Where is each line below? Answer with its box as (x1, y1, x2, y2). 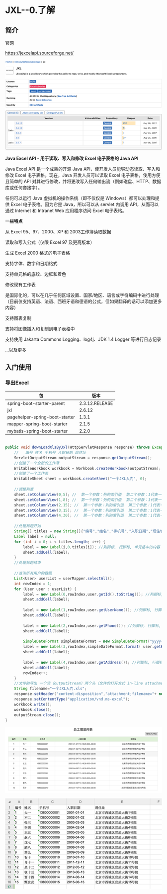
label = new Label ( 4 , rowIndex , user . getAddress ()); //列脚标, (23, 660, 150, 665)
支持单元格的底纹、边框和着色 (5, 271, 66, 277)
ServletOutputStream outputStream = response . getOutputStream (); (14, 455, 153, 460)
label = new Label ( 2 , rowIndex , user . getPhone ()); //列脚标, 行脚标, (23, 623, 162, 628)
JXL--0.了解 (5, 4, 56, 16)
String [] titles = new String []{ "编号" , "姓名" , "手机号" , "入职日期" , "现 (14, 529, 157, 534)
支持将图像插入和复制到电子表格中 (5, 326, 75, 332)
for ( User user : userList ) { (14, 587, 77, 592)
